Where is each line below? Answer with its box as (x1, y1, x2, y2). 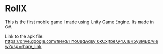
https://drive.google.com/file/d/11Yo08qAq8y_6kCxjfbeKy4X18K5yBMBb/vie (5, 38, 158, 44)
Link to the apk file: (5, 33, 44, 39)
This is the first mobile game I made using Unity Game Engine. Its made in (5, 19, 154, 25)
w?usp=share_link (5, 43, 42, 49)
